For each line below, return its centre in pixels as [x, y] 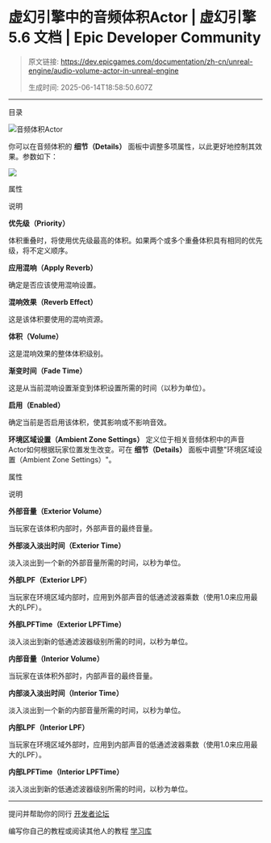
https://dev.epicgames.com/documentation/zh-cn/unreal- [156, 61]
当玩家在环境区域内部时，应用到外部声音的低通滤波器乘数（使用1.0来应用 [130, 596]
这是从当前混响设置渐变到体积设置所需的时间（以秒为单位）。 [109, 388]
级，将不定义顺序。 [40, 250]
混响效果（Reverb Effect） [53, 301]
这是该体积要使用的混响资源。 [58, 319]
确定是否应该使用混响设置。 [54, 285]
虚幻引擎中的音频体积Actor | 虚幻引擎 [132, 17]
